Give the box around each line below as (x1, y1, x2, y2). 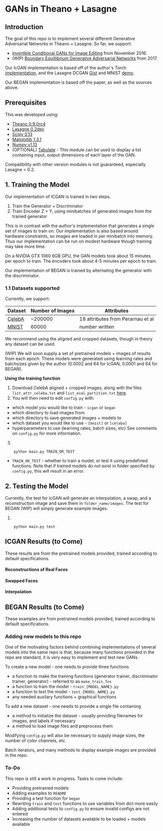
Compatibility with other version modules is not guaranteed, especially (5, 161, 146, 167)
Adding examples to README (12, 790, 66, 796)
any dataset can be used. (5, 341, 56, 347)
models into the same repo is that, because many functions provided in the (5, 649, 155, 655)
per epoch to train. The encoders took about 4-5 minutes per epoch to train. (5, 258, 157, 264)
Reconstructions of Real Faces (5, 566, 68, 572)
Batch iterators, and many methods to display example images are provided (5, 747, 156, 753)
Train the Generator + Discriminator (12, 203, 83, 209)
